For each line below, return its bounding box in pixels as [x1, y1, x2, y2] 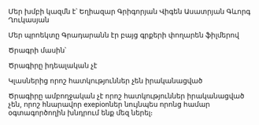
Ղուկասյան [8, 15, 50, 24]
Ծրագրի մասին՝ [8, 46, 67, 54]
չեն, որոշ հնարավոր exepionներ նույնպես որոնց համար [8, 100, 210, 108]
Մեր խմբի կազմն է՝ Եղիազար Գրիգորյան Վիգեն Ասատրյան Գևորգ [8, 7, 251, 16]
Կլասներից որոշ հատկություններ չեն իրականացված [8, 76, 203, 85]
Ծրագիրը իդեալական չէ [8, 61, 98, 70]
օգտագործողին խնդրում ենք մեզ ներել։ [8, 108, 154, 117]
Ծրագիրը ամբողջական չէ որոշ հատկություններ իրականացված [8, 91, 245, 101]
